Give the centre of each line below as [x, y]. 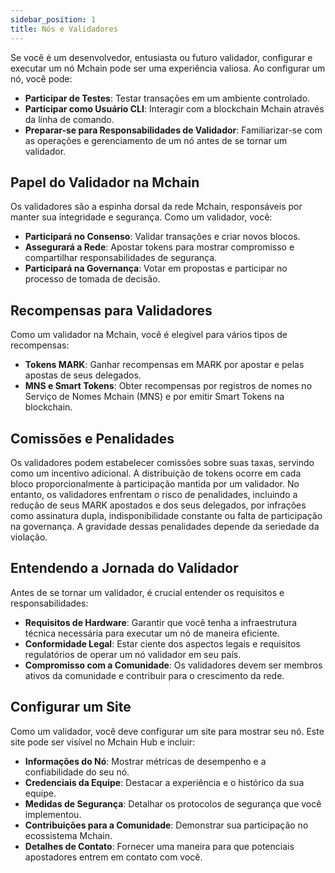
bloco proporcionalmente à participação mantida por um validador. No [155, 483]
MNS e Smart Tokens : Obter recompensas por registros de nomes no [168, 386]
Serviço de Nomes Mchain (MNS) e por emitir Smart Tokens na [154, 397]
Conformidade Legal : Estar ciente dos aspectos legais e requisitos [162, 643]
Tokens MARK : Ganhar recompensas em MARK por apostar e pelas [164, 365]
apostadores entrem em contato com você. [113, 857]
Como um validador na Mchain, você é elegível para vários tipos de [149, 335]
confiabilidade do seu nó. [77, 772]
